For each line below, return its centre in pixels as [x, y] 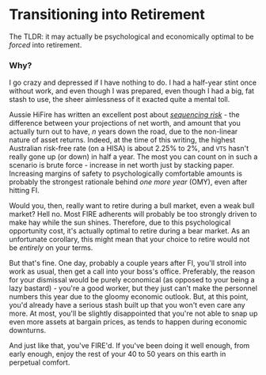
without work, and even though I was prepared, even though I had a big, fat [132, 91]
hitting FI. [25, 191]
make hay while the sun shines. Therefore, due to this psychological [120, 222]
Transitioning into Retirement [107, 15]
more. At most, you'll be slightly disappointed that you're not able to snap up [133, 313]
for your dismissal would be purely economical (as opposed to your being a [132, 280]
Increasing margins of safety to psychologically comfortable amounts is [125, 174]
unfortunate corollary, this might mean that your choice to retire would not [129, 240]
